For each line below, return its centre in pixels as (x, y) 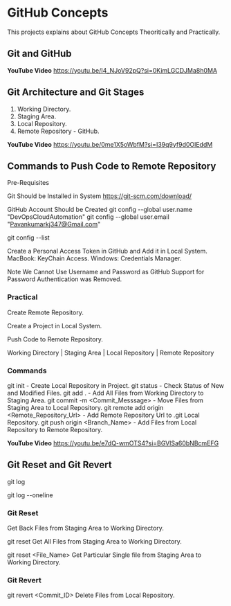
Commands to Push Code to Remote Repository (112, 166)
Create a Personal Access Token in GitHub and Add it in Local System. (107, 251)
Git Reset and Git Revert (59, 465)
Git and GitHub (39, 54)
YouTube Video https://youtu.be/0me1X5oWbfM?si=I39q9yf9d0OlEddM (110, 144)
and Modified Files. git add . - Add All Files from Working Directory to (105, 393)
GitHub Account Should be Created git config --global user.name (100, 210)
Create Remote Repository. (46, 312)
